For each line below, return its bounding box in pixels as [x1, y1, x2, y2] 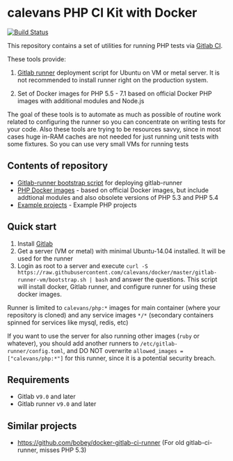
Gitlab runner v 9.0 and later [17, 400, 97, 408]
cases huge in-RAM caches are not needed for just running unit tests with [7, 132, 219, 141]
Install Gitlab [17, 239, 54, 248]
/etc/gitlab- [140, 340, 178, 347]
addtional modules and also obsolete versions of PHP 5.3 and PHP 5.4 [17, 193, 219, 201]
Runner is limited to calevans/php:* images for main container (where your [7, 303, 220, 311]
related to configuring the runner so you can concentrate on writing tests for [7, 117, 226, 126]
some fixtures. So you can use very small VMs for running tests [7, 139, 189, 148]
